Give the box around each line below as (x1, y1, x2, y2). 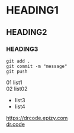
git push (6, 69, 28, 74)
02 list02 (6, 85, 28, 92)
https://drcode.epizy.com (6, 114, 68, 121)
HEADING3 (6, 45, 38, 53)
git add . (6, 58, 31, 64)
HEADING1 (6, 4, 59, 17)
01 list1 (6, 79, 22, 86)
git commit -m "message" (6, 63, 67, 69)
